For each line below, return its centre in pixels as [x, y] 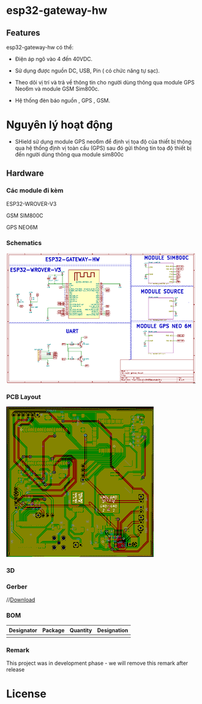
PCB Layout [23, 397]
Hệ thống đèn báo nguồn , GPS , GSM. [63, 101]
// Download [21, 600]
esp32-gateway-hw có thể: [40, 47]
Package [54, 630]
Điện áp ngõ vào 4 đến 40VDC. [54, 59]
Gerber [17, 586]
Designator [23, 630]
